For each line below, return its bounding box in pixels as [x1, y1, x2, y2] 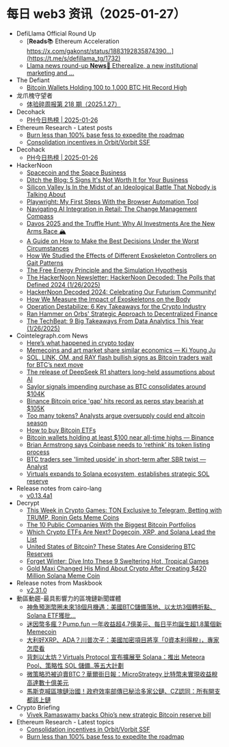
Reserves [26, 549, 53, 558]
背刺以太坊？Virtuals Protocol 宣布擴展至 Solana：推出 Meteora [26, 653, 206, 661]
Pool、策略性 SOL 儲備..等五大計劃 [26, 661, 124, 670]
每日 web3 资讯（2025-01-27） [6, 6, 186, 22]
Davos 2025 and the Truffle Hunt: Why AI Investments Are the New [26, 219, 215, 227]
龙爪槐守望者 [16, 91, 53, 99]
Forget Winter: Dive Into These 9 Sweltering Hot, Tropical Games [26, 557, 209, 565]
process [26, 448, 50, 456]
